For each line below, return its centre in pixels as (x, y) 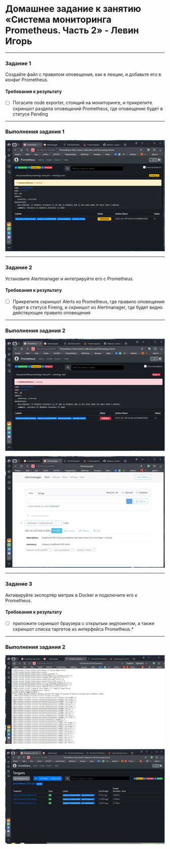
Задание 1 (18, 63)
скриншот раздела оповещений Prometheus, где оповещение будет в (88, 108)
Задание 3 (19, 584)
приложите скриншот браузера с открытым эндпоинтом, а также (83, 623)
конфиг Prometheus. (27, 80)
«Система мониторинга (58, 20)
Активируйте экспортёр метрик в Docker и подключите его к (71, 595)
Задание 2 (19, 268)
